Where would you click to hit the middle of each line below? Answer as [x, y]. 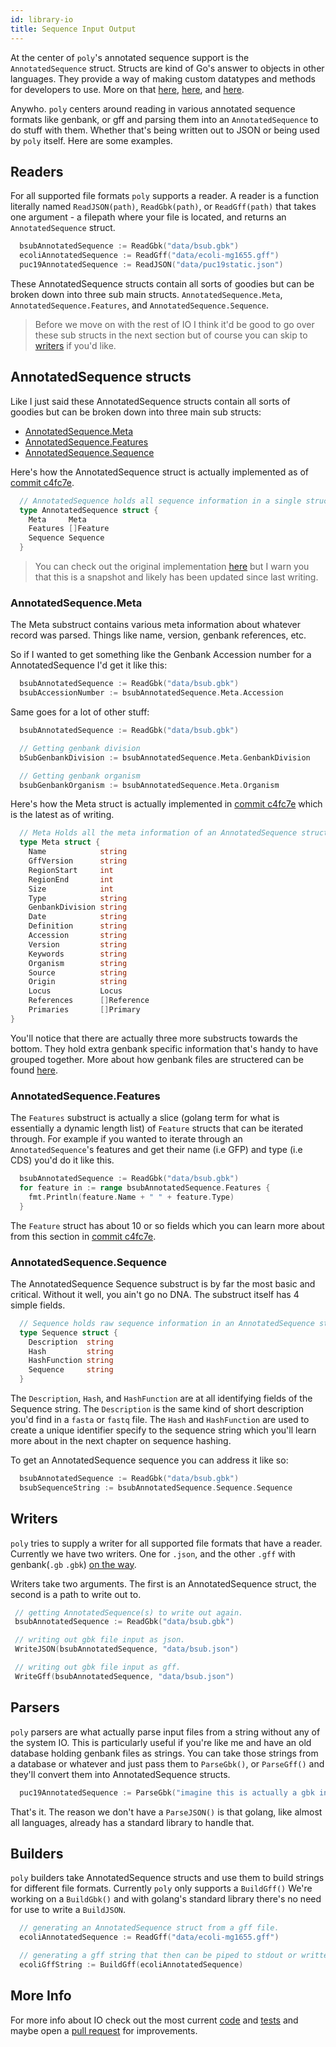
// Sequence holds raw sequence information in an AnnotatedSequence [167, 1323]
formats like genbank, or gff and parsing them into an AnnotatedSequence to [164, 119]
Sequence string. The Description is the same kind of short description [157, 1409]
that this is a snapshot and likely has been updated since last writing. [176, 577]
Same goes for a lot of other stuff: [80, 712]
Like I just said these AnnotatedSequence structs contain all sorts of [150, 401]
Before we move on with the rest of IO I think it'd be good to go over [174, 324]
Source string [78, 972]
